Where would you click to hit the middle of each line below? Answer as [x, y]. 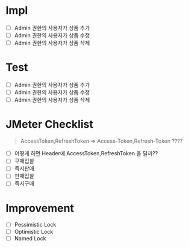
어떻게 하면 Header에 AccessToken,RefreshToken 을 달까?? [86, 153]
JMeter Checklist [50, 124]
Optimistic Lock [34, 231]
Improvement [40, 208]
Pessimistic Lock [35, 225]
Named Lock [30, 238]
